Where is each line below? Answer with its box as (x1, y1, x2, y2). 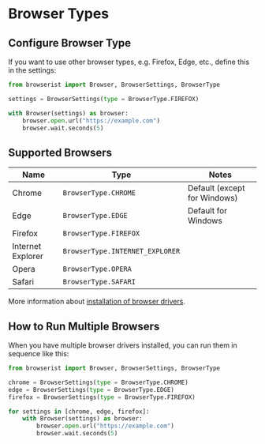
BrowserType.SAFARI (62, 277, 136, 287)
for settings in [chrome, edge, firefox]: (8, 408, 150, 416)
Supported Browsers (8, 145, 113, 159)
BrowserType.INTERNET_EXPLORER (62, 246, 181, 256)
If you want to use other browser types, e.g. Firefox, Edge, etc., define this (8, 57, 250, 66)
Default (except (188, 182, 245, 194)
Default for (188, 205, 227, 216)
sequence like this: (8, 349, 69, 358)
